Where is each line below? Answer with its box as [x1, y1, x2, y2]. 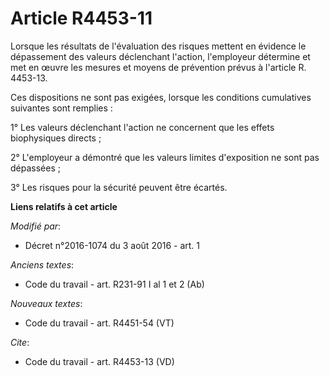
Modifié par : [10, 220, 62, 232]
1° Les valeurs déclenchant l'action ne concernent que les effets [10, 121, 275, 133]
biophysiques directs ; [10, 132, 102, 144]
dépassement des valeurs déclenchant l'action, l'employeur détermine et [10, 50, 311, 62]
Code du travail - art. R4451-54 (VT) [24, 317, 175, 329]
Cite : [10, 336, 30, 348]
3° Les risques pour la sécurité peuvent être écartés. [10, 181, 228, 193]
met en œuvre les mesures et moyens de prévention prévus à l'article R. [10, 61, 307, 73]
